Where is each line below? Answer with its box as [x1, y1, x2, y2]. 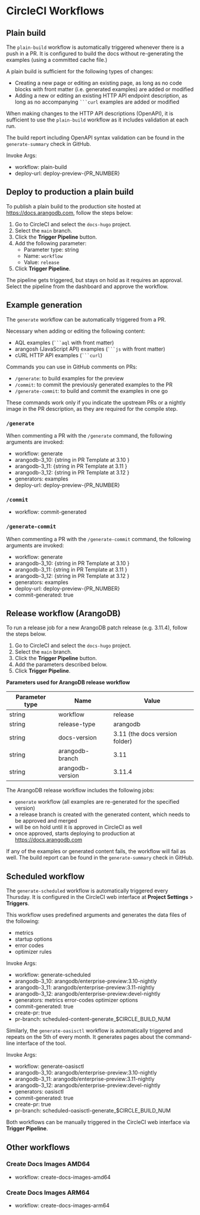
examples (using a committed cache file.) [6, 57, 108, 63]
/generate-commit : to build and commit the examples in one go [14, 387, 168, 394]
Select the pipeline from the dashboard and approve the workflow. [6, 283, 168, 290]
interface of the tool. [16, 1040, 67, 1047]
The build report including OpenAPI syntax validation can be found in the [6, 134, 185, 141]
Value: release [23, 258, 60, 266]
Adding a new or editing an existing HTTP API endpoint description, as [14, 92, 187, 99]
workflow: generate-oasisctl [14, 1063, 85, 1070]
